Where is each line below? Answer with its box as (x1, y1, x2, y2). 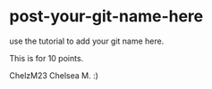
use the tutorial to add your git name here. (9, 36, 165, 46)
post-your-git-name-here (9, 6, 204, 27)
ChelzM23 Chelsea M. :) (9, 69, 98, 81)
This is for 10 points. (9, 53, 84, 63)
